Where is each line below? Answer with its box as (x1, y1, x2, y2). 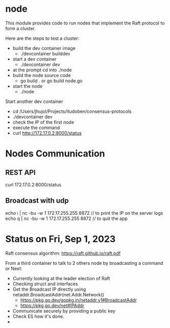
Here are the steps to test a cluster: (5, 35, 80, 41)
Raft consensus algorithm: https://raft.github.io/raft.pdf (5, 250, 121, 256)
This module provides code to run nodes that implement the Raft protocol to (5, 20, 165, 26)
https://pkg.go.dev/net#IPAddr (20, 302, 84, 309)
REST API (5, 168, 36, 176)
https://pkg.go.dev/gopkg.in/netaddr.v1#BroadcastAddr (20, 297, 137, 303)
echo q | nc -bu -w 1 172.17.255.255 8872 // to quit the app (5, 215, 128, 221)
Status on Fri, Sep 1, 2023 (5, 233, 116, 245)
